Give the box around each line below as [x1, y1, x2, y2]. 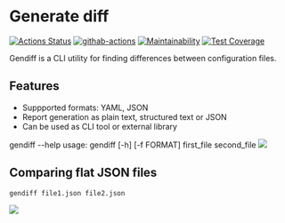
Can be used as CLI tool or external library [21, 121, 178, 131]
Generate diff [9, 6, 110, 27]
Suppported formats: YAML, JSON [21, 102, 149, 113]
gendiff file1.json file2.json [9, 188, 126, 197]
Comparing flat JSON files [9, 165, 158, 180]
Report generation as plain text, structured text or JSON [21, 111, 227, 122]
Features [9, 78, 60, 94]
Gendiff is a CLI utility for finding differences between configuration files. [9, 52, 277, 63]
